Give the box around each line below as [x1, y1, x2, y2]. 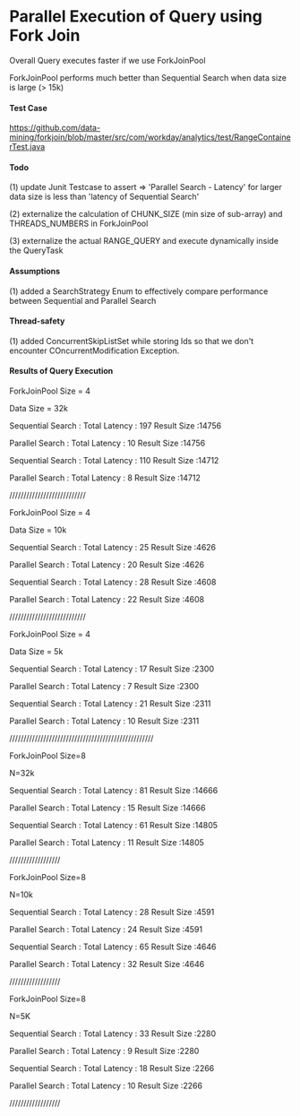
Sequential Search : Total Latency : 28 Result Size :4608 [9, 576, 217, 587]
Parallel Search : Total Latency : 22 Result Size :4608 [9, 593, 204, 604]
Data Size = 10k [9, 524, 67, 535]
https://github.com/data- [9, 123, 101, 134]
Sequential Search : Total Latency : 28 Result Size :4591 [9, 906, 215, 917]
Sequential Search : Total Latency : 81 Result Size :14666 [9, 784, 219, 795]
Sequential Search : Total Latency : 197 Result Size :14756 [9, 420, 222, 431]
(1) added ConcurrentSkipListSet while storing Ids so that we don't [9, 335, 254, 346]
